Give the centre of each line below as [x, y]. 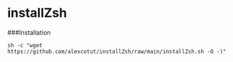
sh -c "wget [25, 45]
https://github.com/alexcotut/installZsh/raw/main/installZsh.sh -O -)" [117, 51]
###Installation [29, 32]
